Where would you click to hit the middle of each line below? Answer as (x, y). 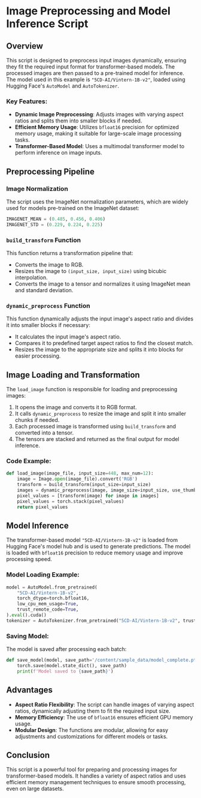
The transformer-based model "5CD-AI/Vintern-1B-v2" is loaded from (92, 540)
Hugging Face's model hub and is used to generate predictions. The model (98, 547)
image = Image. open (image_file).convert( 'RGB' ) (77, 479)
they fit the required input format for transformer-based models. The (91, 67)
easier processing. (38, 356)
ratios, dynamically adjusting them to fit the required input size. (92, 711)
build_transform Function (44, 240)
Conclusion (28, 755)
